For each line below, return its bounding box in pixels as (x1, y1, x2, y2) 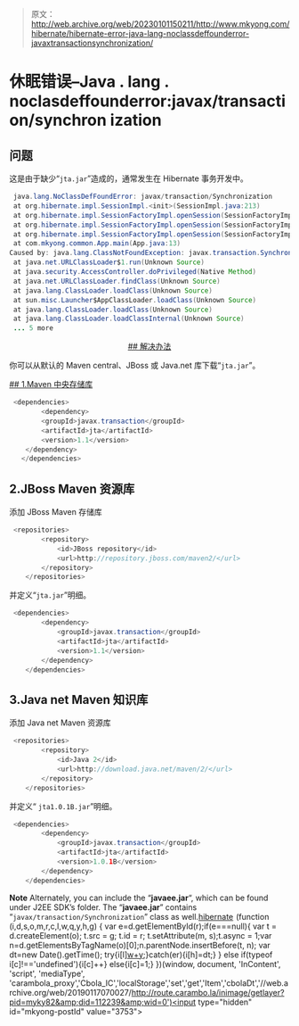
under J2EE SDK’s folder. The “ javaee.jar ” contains (9, 901, 198, 913)
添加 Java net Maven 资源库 (9, 717, 111, 728)
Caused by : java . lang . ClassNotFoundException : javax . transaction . (9, 249, 261, 258)
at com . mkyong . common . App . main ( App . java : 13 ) (12, 239, 181, 248)
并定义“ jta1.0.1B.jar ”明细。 (9, 800, 117, 811)
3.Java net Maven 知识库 (9, 691, 149, 707)
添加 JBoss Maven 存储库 (9, 507, 102, 517)
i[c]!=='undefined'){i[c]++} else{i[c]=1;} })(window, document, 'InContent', (9, 958, 281, 969)
